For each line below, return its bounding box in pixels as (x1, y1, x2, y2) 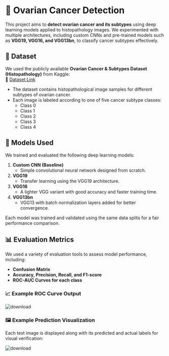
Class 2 (20, 113, 36, 119)
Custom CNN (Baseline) (12, 162, 64, 168)
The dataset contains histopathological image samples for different (12, 86, 153, 92)
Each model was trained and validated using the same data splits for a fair (5, 215, 159, 221)
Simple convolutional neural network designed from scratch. (20, 167, 146, 173)
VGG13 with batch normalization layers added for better (20, 200, 136, 206)
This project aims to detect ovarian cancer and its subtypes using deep (5, 21, 156, 27)
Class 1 (20, 107, 35, 113)
